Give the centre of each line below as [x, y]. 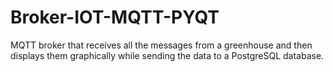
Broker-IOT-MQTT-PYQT [115, 17]
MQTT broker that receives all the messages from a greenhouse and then [161, 45]
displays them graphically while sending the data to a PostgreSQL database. [167, 55]
